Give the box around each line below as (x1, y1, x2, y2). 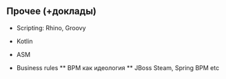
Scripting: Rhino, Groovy (16, 23, 86, 32)
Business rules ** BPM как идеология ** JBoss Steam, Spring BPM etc (16, 63, 220, 71)
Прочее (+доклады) (6, 5, 97, 17)
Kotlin (16, 37, 33, 45)
